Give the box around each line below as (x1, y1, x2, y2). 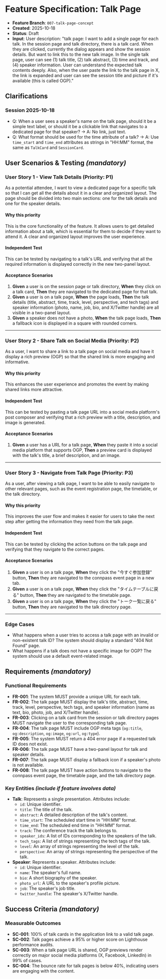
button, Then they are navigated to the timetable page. (20, 592, 132, 598)
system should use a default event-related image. (12, 653, 114, 659)
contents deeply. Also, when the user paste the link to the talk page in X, (12, 67, 160, 73)
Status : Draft (12, 30, 39, 36)
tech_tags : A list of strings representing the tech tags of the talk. (19, 838, 151, 844)
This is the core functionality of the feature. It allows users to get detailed (5, 223, 154, 229)
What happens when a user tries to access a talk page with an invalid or (12, 632, 159, 638)
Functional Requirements (5, 682, 67, 689)
